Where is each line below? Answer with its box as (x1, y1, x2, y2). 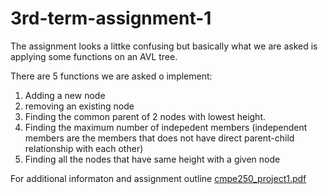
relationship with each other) (24, 142, 144, 154)
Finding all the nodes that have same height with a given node (24, 153, 281, 165)
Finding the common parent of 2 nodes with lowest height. (24, 110, 266, 122)
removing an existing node (24, 100, 135, 112)
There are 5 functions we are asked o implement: (10, 70, 213, 82)
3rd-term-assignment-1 (10, 7, 212, 30)
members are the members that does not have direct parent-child (24, 132, 295, 144)
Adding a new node (24, 89, 106, 101)
